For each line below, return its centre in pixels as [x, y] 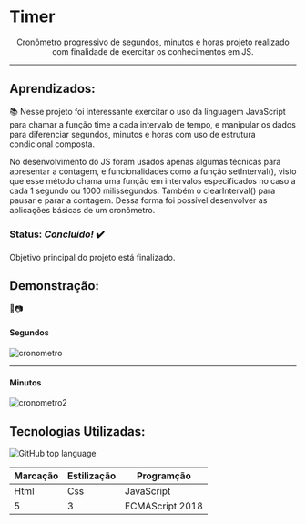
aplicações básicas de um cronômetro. [82, 210]
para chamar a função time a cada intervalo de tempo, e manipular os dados [153, 124]
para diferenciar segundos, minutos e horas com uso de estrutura [133, 134]
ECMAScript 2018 [163, 506]
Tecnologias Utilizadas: [77, 432]
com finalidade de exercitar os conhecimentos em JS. [153, 51]
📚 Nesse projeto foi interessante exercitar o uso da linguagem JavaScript [148, 111]
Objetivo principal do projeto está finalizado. [92, 258]
